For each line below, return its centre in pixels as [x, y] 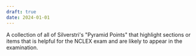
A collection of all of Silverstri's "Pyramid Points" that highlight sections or [99, 34]
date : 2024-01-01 [28, 17]
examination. [22, 47]
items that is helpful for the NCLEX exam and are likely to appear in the [94, 41]
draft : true [21, 12]
